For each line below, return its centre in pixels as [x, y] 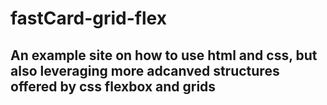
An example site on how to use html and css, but [164, 55]
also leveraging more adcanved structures [145, 70]
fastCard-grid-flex [88, 18]
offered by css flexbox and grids [113, 86]
